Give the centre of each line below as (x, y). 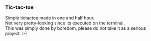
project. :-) (16, 34)
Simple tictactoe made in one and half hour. (50, 18)
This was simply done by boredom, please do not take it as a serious (75, 28)
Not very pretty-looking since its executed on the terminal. (65, 23)
